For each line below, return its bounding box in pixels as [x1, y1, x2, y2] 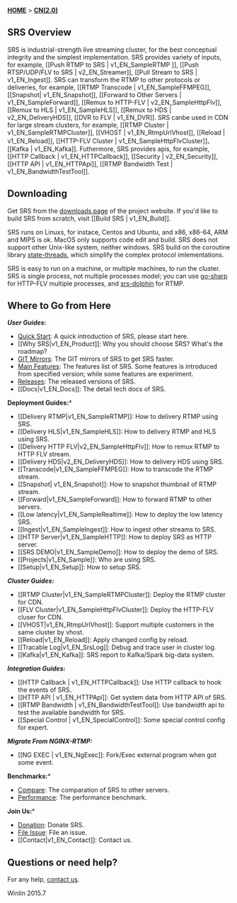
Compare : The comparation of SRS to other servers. [17, 786, 170, 795]
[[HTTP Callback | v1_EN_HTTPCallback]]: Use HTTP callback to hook [17, 678, 221, 687]
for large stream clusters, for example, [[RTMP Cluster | [7, 120, 169, 129]
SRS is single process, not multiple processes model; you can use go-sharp [7, 271, 228, 280]
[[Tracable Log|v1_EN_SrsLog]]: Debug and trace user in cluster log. [17, 643, 216, 651]
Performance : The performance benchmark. [17, 793, 147, 802]
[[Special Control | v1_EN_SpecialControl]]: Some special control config [17, 716, 226, 724]
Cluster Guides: [7, 577, 54, 585]
